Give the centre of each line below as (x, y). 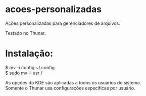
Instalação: (29, 54)
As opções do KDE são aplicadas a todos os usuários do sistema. (73, 82)
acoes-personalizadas (54, 9)
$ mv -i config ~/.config (30, 67)
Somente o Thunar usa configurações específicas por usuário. (70, 88)
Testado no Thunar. (26, 33)
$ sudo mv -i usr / (24, 73)
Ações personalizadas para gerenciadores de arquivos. (63, 23)
